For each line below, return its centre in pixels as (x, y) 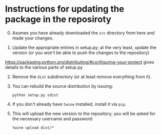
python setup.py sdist (35, 95)
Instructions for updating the (65, 9)
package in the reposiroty (58, 19)
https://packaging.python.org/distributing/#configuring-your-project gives (80, 62)
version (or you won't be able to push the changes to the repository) (81, 53)
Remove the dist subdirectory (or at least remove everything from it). (82, 77)
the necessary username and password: (53, 118)
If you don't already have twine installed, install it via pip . (69, 104)
